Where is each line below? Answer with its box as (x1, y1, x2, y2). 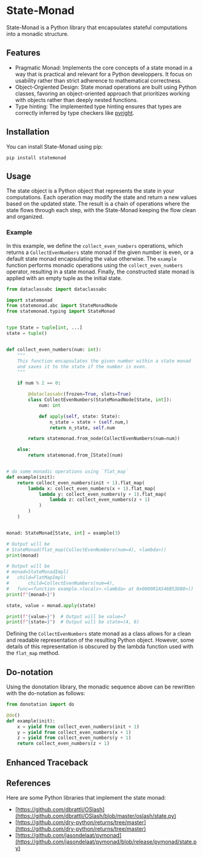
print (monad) (6, 552, 39, 558)
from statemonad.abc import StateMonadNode (6, 303, 118, 309)
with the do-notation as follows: (6, 690, 85, 697)
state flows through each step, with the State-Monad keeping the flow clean (6, 207, 196, 214)
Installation (6, 127, 50, 137)
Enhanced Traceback (6, 757, 88, 767)
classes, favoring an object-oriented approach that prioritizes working (15, 89, 190, 97)
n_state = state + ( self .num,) (49, 419, 129, 425)
